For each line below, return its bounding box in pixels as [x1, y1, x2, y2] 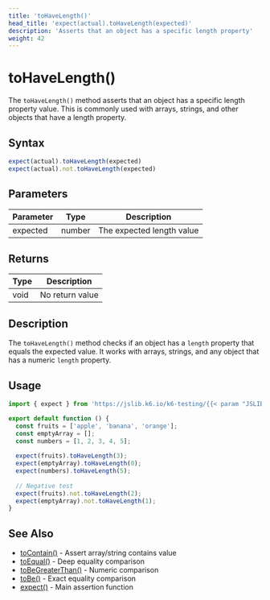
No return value [39, 289, 99, 300]
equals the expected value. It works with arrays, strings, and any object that [8, 347, 260, 357]
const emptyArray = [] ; [15, 429, 95, 437]
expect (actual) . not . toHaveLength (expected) [8, 164, 157, 173]
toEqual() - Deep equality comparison [19, 557, 145, 566]
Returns [8, 251, 50, 266]
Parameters [8, 187, 68, 201]
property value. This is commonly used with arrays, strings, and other [8, 104, 239, 114]
